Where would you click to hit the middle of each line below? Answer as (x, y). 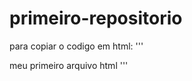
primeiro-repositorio (96, 18)
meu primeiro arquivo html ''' (69, 65)
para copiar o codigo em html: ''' (76, 46)
